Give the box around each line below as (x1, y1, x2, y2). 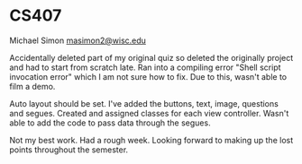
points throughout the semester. (9, 144, 129, 155)
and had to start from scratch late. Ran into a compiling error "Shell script (9, 62, 281, 73)
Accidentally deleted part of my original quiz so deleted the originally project (9, 52, 294, 63)
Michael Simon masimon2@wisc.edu (9, 35, 147, 46)
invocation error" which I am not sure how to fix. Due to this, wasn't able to (9, 71, 288, 82)
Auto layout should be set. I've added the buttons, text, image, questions (9, 98, 279, 108)
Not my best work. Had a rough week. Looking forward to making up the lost (9, 134, 294, 145)
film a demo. (9, 81, 56, 91)
